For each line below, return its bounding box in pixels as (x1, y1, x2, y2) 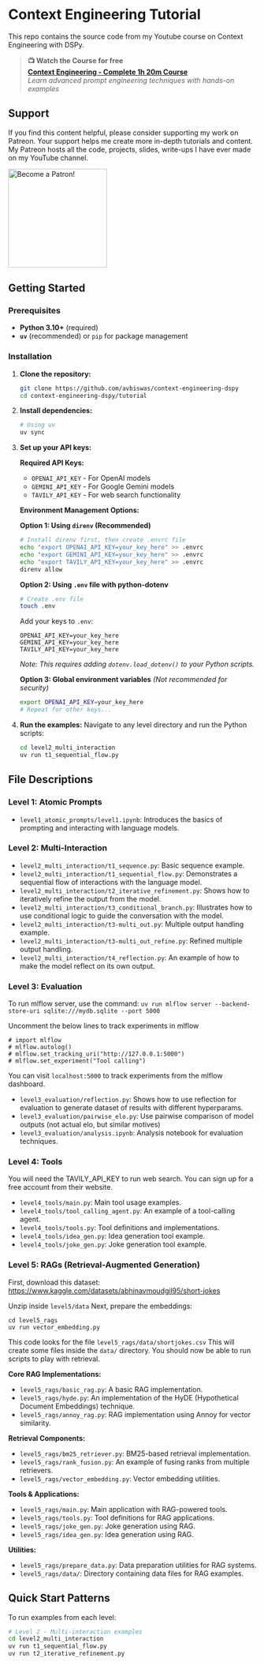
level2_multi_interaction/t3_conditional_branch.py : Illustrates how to (19, 902, 253, 912)
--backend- (214, 1000, 251, 1008)
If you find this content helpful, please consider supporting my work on (8, 128, 239, 137)
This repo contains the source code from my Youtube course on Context (8, 32, 244, 41)
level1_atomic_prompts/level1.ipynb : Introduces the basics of (19, 815, 223, 824)
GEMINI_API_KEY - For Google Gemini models (31, 482, 175, 491)
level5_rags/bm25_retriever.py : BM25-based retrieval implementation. (19, 1449, 251, 1458)
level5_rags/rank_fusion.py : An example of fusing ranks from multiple (19, 1457, 250, 1466)
